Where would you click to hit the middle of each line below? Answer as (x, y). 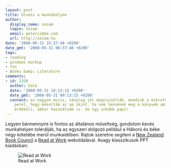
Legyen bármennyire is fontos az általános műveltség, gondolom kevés (80, 124)
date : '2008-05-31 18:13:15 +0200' (48, 90)
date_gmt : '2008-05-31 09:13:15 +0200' (52, 95)
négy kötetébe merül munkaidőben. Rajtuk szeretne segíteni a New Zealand (84, 135)
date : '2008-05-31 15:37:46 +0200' (43, 43)
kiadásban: (17, 145)
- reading (16, 57)
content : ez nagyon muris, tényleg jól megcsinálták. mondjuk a (79, 100)
